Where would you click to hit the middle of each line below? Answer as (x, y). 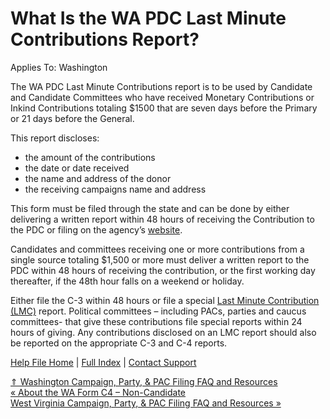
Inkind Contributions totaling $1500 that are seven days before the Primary (164, 108)
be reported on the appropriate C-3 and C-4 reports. (119, 343)
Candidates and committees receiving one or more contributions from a (157, 249)
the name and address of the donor (98, 178)
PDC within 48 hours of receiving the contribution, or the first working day (163, 270)
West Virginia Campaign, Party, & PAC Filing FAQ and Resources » (146, 403)
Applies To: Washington (59, 67)
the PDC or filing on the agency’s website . (96, 229)
